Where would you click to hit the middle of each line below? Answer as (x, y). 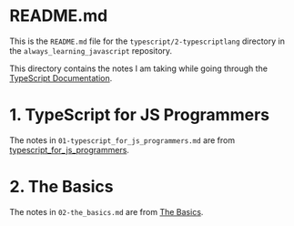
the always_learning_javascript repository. (91, 50)
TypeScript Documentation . (61, 77)
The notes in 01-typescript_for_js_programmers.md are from (122, 140)
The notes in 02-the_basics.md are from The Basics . (106, 211)
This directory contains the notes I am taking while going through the (139, 68)
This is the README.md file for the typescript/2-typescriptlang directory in (147, 41)
